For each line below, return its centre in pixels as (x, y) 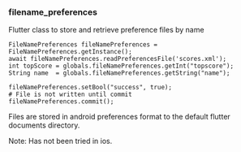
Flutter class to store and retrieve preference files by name (106, 30)
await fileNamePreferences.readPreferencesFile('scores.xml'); (118, 59)
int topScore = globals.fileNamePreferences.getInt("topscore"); (121, 66)
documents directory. (44, 125)
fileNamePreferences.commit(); (61, 102)
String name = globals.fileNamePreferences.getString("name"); (119, 73)
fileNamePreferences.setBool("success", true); (90, 88)
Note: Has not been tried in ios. (60, 141)
